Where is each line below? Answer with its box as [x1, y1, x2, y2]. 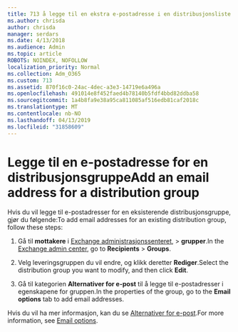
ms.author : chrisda [7, 17, 66, 24]
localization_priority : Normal [7, 64, 100, 71]
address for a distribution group [7, 184, 200, 201]
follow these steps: [7, 223, 63, 232]
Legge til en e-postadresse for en [7, 154, 209, 170]
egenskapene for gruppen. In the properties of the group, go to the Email [17, 287, 231, 296]
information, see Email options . [7, 316, 98, 325]
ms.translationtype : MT [7, 104, 78, 111]
